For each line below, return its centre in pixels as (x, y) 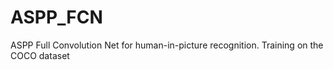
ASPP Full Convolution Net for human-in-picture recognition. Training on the (167, 45)
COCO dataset (40, 55)
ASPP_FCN (56, 17)
